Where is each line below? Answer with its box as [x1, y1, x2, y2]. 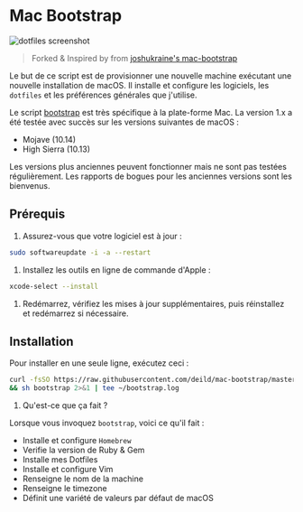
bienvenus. [9, 180, 50, 191]
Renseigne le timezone [22, 483, 107, 494]
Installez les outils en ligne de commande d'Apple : [22, 264, 211, 275]
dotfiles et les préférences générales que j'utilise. [9, 89, 197, 100]
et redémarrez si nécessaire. [22, 308, 129, 319]
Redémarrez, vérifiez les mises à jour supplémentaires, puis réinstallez [22, 298, 285, 309]
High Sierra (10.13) [22, 144, 91, 154]
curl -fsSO [9, 376, 50, 385]
